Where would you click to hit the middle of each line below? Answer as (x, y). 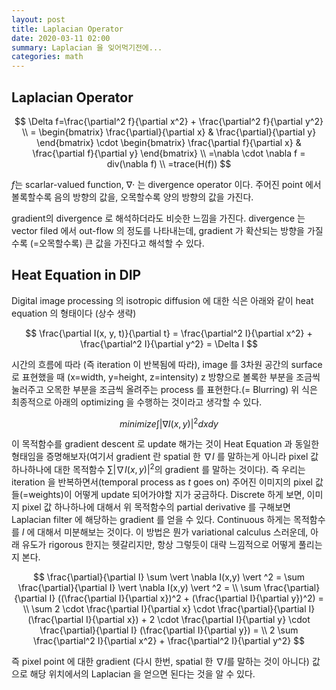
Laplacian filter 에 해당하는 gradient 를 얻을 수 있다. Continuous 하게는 (151, 520)
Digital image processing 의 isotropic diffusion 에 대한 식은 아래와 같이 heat (162, 300)
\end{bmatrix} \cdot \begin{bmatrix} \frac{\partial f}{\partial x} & (169, 142)
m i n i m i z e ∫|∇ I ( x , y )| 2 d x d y (169, 423)
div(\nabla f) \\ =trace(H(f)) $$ (169, 163)
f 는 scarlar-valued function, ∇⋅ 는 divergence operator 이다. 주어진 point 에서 (166, 184)
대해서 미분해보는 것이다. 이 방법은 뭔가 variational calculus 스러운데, (173, 532)
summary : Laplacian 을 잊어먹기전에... (87, 47)
